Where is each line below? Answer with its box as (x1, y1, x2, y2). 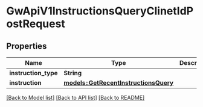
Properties (6, 41, 47, 51)
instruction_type (9, 69, 59, 77)
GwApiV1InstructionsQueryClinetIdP (6, 4, 194, 18)
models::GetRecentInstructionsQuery (63, 79, 174, 87)
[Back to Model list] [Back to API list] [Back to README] (6, 94, 145, 101)
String (63, 69, 82, 77)
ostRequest (6, 17, 65, 31)
